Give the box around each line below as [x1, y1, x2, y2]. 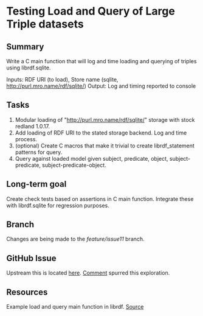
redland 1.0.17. [15, 122, 50, 130]
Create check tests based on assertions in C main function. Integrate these [6, 195, 194, 202]
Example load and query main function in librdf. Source [6, 303, 144, 311]
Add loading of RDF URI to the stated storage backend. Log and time [15, 129, 187, 136]
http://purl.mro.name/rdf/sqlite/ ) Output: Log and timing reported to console [6, 82, 196, 90]
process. [15, 135, 38, 142]
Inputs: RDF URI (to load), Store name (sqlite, [6, 76, 119, 83]
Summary [6, 41, 44, 52]
